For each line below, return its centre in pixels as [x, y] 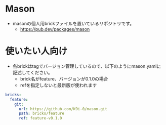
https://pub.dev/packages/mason [55, 29]
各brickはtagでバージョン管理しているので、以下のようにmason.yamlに [87, 66]
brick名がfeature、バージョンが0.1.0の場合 [64, 78]
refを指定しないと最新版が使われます [58, 85]
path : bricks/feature [41, 114]
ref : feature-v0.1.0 [40, 118]
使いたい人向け [36, 51]
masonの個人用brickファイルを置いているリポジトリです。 [73, 23]
